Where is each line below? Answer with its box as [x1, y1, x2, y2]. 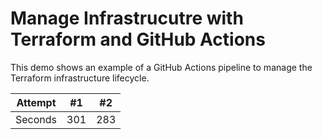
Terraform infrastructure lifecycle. [10, 72, 150, 84]
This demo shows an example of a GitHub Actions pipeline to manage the [10, 61, 313, 73]
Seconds [15, 112, 58, 126]
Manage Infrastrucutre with [10, 7, 244, 30]
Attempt [16, 95, 57, 109]
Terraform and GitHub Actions [10, 28, 266, 51]
